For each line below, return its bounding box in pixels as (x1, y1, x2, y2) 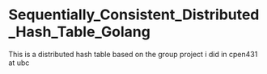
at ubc (8, 58, 30, 68)
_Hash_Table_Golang (8, 23, 151, 41)
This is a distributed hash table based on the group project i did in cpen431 (8, 49, 258, 59)
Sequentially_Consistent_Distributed (8, 6, 260, 24)
